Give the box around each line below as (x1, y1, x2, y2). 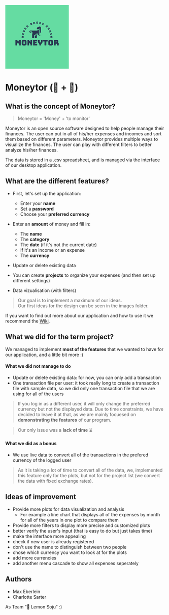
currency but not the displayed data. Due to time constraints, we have (17, 406, 164, 412)
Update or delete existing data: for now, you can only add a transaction (12, 374, 161, 380)
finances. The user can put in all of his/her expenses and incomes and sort (5, 131, 162, 137)
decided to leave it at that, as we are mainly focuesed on (17, 411, 136, 417)
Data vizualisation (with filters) (12, 287, 77, 294)
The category (20, 236, 50, 242)
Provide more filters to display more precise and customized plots (12, 522, 151, 529)
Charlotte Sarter (12, 594, 47, 600)
